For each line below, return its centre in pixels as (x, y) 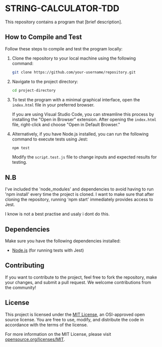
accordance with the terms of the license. (46, 325)
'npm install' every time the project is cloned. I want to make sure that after (80, 194)
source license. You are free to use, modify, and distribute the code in (74, 319)
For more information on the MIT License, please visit (58, 334)
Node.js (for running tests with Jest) (48, 250)
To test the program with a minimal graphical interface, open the (76, 99)
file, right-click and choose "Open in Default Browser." (66, 125)
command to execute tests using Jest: (50, 139)
